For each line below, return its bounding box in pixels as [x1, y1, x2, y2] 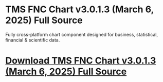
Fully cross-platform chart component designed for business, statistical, [5, 31, 158, 37]
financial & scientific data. [5, 37, 60, 43]
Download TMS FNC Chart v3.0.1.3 [5, 55, 156, 67]
